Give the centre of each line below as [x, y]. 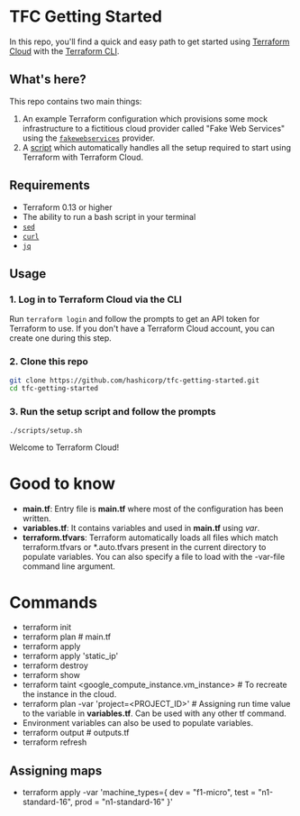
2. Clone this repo [49, 362]
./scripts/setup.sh [46, 430]
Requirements [50, 185]
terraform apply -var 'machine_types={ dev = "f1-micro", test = [139, 793]
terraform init [47, 628]
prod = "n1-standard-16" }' [124, 802]
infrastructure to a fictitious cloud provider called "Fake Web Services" [154, 128]
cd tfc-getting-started [54, 389]
